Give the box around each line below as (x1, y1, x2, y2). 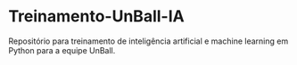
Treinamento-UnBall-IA (8, 6, 185, 27)
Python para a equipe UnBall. (8, 45, 116, 55)
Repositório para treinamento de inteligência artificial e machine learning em (8, 36, 289, 46)
